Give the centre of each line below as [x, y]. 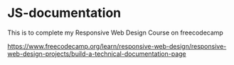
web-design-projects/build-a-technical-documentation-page [97, 54]
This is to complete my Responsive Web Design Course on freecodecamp [116, 32]
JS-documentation [64, 13]
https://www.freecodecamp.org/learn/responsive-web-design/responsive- [117, 46]
